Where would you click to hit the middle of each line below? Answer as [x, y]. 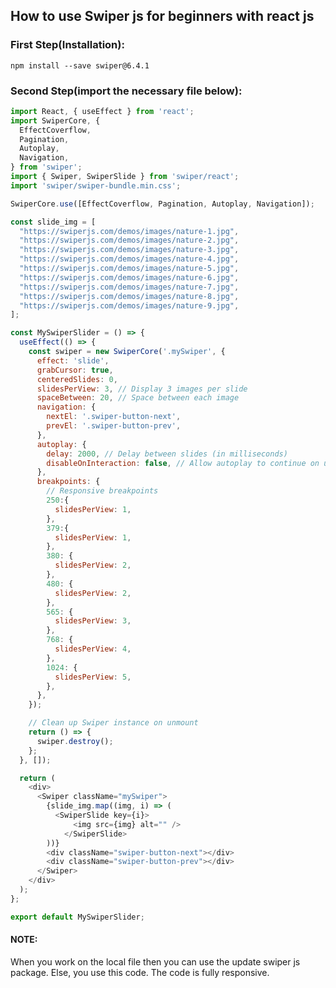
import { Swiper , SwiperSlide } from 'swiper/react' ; [125, 177]
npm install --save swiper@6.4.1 [80, 65]
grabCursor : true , [75, 370]
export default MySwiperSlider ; [77, 917]
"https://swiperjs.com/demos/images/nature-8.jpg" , [129, 296]
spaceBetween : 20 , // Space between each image [138, 398]
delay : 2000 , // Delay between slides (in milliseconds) [167, 454]
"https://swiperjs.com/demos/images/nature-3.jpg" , [129, 250]
